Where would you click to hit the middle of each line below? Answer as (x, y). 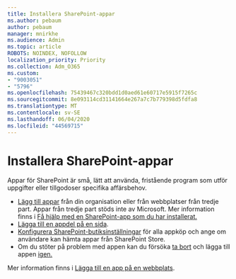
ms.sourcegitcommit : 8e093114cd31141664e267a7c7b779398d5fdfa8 (102, 100)
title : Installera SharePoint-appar (61, 14)
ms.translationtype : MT (42, 106)
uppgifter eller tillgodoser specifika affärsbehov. (77, 188)
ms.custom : (23, 73)
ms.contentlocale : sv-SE (44, 113)
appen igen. (35, 254)
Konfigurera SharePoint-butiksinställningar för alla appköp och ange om (122, 232)
